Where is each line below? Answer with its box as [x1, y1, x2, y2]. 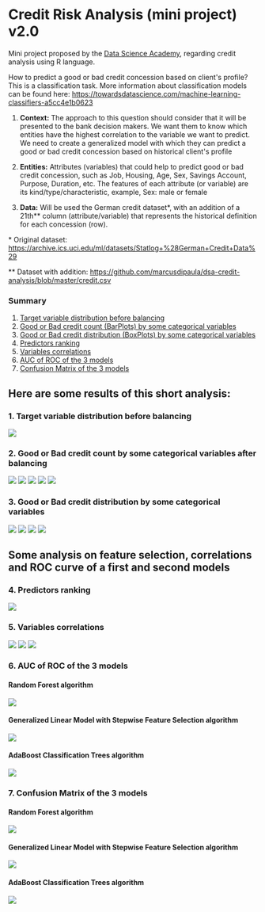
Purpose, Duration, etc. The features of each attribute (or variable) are [19, 178, 249, 188]
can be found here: [8, 89, 70, 98]
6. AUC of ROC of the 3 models [8, 660, 128, 671]
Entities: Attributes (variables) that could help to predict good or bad [19, 162, 244, 171]
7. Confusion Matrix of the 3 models [8, 787, 148, 798]
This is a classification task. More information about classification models [8, 81, 248, 90]
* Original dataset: [8, 235, 67, 244]
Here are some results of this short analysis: [8, 387, 231, 400]
